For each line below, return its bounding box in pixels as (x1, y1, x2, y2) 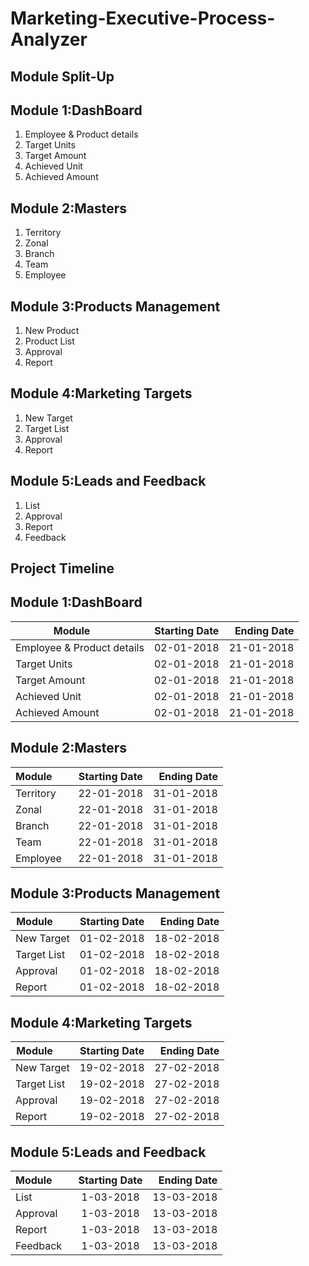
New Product (24, 325, 80, 337)
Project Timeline (10, 560, 115, 577)
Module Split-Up (10, 68, 115, 85)
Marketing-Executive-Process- (10, 7, 276, 30)
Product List (24, 335, 75, 347)
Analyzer (10, 28, 88, 51)
